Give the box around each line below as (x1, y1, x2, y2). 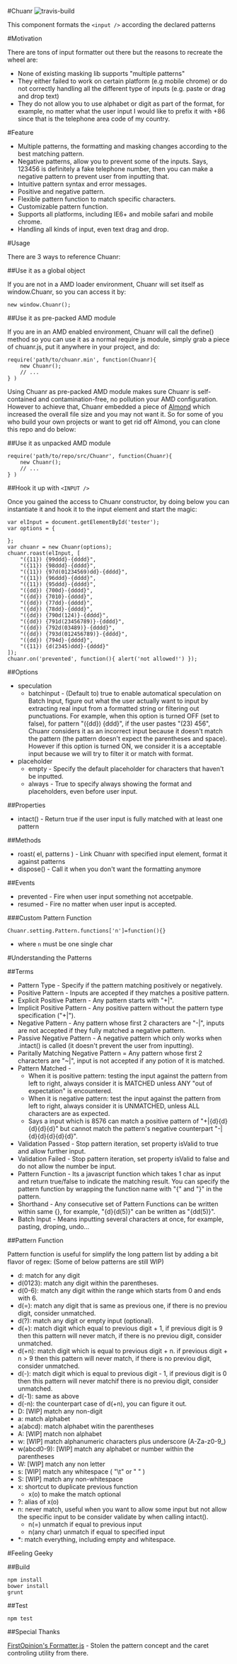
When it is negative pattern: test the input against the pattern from (28, 1094, 221, 1102)
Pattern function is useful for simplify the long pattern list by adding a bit (7, 1250, 219, 1258)
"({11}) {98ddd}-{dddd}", (20, 562, 97, 569)
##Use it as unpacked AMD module (7, 439, 111, 447)
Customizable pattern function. (17, 202, 108, 211)
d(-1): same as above (17, 1392, 79, 1400)
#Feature (7, 128, 34, 136)
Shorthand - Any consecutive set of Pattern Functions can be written (17, 1200, 219, 1208)
